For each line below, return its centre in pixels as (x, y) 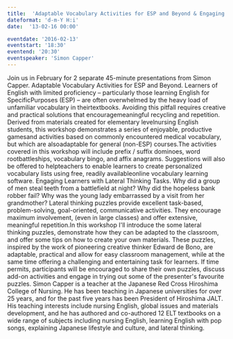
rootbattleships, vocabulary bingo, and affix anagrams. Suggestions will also (116, 158)
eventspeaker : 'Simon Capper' (51, 58)
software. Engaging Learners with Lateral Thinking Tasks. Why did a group (114, 181)
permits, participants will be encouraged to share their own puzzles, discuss (116, 269)
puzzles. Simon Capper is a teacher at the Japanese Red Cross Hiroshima (113, 284)
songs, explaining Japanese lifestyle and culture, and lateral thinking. (106, 328)
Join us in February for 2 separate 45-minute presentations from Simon (109, 77)
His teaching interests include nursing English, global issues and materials (113, 306)
